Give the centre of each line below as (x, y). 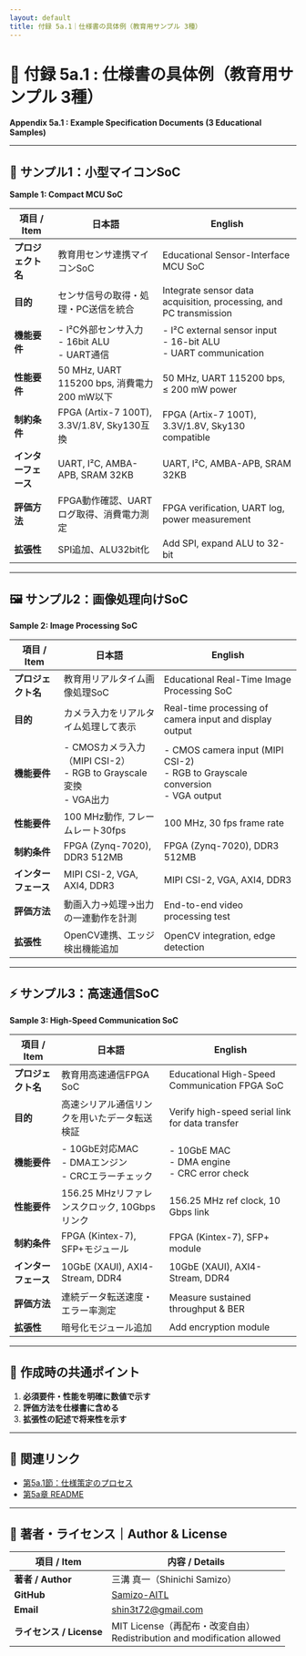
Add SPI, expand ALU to (214, 543)
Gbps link (189, 1211)
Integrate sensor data (208, 291)
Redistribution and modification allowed (196, 1639)
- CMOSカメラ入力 (104, 747)
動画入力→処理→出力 (109, 905)
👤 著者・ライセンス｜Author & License (118, 1533)
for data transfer (204, 1123)
